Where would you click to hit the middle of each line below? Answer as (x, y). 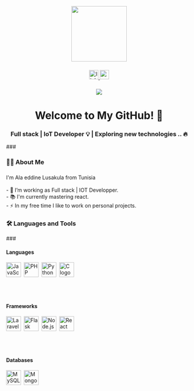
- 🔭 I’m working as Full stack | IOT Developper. (63, 190)
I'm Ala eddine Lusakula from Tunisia (51, 177)
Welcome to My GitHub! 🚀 (99, 116)
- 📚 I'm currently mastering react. (47, 197)
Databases (20, 360)
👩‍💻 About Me (25, 162)
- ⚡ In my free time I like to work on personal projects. (71, 206)
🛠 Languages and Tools (41, 224)
